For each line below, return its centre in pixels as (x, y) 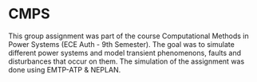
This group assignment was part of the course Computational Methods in (128, 36)
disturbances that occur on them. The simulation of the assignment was (127, 61)
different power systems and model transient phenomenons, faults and (125, 53)
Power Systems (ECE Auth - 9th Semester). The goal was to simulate (122, 44)
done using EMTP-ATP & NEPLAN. (65, 69)
